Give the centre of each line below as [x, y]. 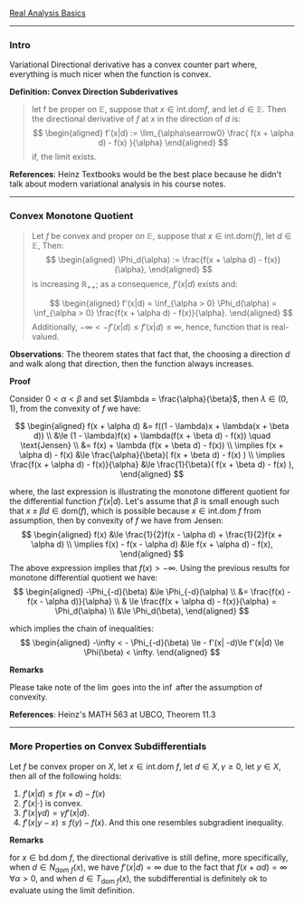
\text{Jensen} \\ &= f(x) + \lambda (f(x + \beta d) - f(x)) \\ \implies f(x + [152, 445]
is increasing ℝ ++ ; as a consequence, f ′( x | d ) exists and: [134, 285]
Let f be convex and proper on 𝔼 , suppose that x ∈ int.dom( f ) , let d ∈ [161, 235]
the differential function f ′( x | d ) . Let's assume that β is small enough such [144, 501]
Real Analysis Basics [47, 13]
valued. [45, 337]
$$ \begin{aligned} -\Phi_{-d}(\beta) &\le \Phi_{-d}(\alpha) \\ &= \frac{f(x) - [152, 592]
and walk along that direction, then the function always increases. [132, 364]
